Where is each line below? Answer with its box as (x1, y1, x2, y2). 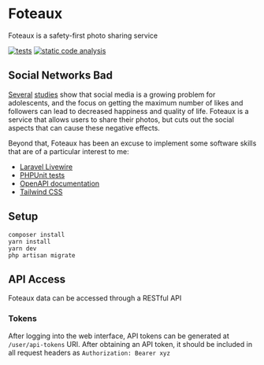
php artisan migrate (8, 251, 76, 260)
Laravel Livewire (19, 162, 73, 171)
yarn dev (8, 245, 37, 253)
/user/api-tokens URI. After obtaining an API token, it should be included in (8, 339, 253, 348)
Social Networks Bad (8, 68, 113, 83)
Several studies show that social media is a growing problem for (8, 90, 216, 99)
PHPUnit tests (19, 170, 65, 179)
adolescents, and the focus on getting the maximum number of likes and (8, 98, 244, 107)
